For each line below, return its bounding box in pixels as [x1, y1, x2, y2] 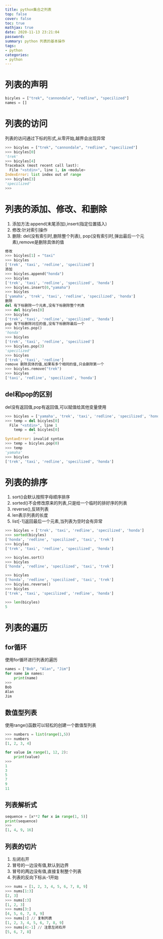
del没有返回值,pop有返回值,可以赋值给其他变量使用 [5, 404, 107, 410]
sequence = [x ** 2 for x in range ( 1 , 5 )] [5, 814, 88, 819]
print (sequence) [5, 819, 38, 824]
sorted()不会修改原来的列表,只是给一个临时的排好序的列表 [12, 500, 128, 506]
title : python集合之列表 [5, 7, 52, 12]
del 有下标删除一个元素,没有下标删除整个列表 [5, 303, 85, 308]
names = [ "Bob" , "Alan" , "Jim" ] [5, 667, 70, 672]
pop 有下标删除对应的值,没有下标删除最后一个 [5, 321, 85, 326]
